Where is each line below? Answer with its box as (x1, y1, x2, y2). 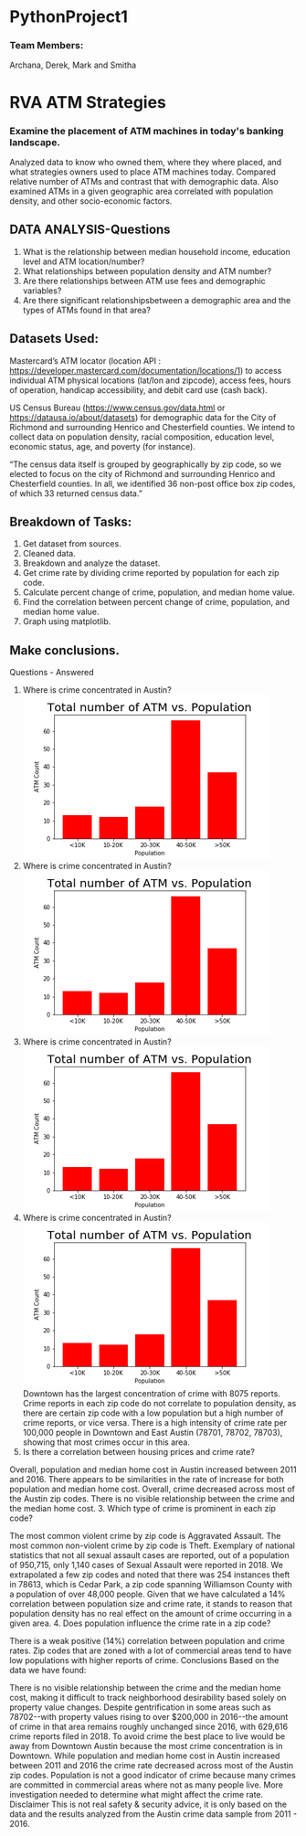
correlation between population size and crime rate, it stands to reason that (9, 1598, 292, 1609)
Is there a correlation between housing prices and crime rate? (22, 1447, 256, 1458)
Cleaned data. (22, 548, 76, 559)
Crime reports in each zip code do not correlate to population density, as (22, 1398, 297, 1409)
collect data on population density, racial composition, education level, (9, 431, 275, 442)
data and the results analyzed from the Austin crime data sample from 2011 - (9, 1809, 298, 1820)
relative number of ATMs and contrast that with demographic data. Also (9, 175, 279, 186)
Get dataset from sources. (22, 538, 121, 549)
